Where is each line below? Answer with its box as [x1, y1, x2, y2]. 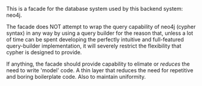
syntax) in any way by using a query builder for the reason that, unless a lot [6, 29, 194, 37]
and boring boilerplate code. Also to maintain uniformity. [6, 73, 146, 80]
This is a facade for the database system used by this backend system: [6, 5, 183, 12]
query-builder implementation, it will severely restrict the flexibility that [6, 42, 181, 49]
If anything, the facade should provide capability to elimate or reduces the [6, 60, 190, 67]
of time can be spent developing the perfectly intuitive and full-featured [6, 36, 184, 43]
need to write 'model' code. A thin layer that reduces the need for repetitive [6, 67, 194, 74]
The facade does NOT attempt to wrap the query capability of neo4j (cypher [6, 23, 196, 30]
